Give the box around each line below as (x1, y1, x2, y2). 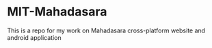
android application (7, 33, 62, 41)
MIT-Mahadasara (7, 4, 107, 20)
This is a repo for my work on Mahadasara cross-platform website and (7, 26, 206, 34)
